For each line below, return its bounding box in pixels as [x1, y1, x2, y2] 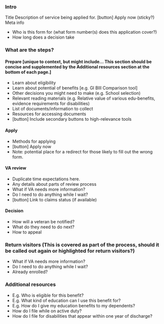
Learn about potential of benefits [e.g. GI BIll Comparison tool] [12, 85, 138, 91]
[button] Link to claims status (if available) [12, 196, 97, 202]
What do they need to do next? [12, 224, 75, 230]
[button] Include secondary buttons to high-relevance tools [12, 116, 132, 122]
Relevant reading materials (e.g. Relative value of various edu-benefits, [12, 95, 156, 101]
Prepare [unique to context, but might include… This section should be [5, 59, 152, 65]
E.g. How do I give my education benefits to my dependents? [12, 302, 136, 308]
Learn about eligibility [12, 80, 56, 86]
